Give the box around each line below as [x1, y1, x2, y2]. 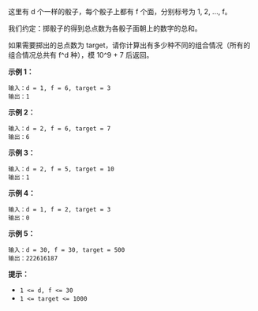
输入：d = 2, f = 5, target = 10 [8, 165, 114, 173]
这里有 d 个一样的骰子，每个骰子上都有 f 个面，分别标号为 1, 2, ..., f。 [8, 7, 232, 16]
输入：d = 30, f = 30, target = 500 [8, 246, 125, 254]
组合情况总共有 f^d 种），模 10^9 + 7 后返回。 [8, 51, 154, 59]
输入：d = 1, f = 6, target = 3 [8, 84, 111, 92]
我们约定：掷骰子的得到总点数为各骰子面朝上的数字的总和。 [8, 24, 202, 33]
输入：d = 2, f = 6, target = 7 [8, 125, 111, 133]
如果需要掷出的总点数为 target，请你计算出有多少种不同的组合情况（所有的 [8, 40, 251, 50]
